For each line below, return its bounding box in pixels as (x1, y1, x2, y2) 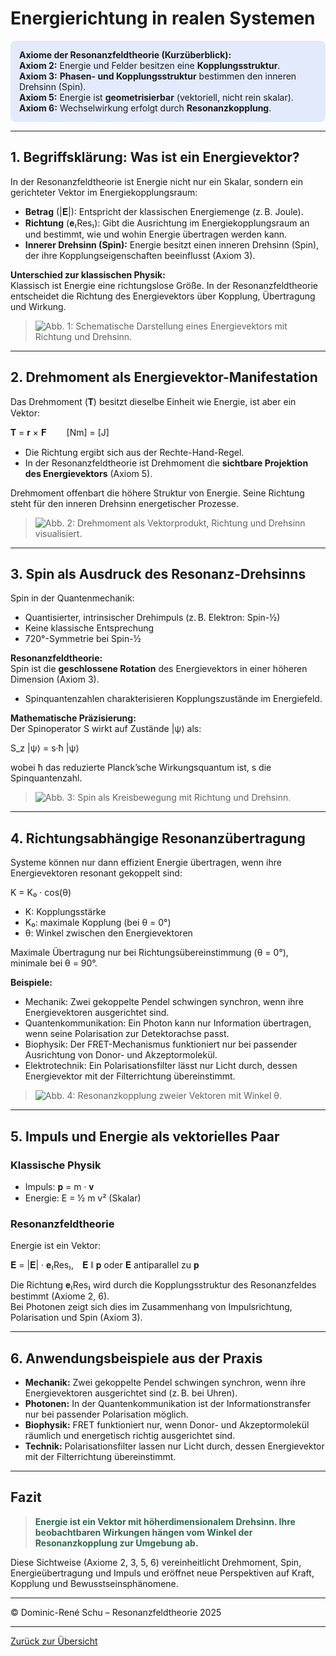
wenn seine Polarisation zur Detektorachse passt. (24, 1028, 230, 1040)
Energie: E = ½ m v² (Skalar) (24, 1192, 142, 1204)
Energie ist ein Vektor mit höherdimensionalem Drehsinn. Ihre (34, 1515, 296, 1527)
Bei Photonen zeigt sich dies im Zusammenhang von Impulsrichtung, (10, 1301, 293, 1313)
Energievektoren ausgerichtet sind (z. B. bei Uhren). (24, 1387, 238, 1399)
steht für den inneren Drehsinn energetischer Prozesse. (10, 497, 239, 509)
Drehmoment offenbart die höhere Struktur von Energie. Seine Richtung (10, 487, 305, 499)
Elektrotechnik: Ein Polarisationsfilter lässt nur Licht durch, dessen (24, 1060, 298, 1072)
